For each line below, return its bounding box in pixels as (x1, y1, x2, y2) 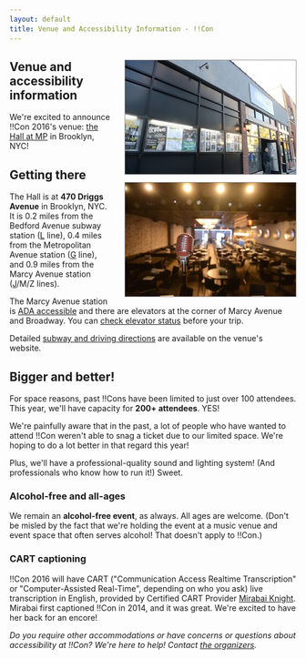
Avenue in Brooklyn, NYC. (9, 201, 107, 212)
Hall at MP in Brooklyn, (9, 131, 95, 142)
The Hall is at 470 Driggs (9, 191, 104, 202)
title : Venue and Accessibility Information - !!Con (9, 24, 214, 34)
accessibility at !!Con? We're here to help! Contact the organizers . (9, 639, 257, 650)
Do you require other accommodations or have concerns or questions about (9, 629, 296, 641)
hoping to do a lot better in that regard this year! (9, 440, 189, 451)
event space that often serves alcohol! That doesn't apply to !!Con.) (9, 530, 262, 541)
